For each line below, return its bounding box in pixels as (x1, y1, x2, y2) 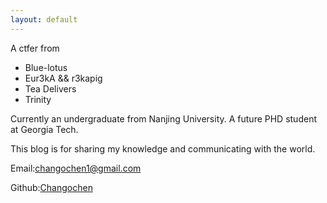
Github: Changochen (10, 181, 93, 193)
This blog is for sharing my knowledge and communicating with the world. (10, 142, 316, 155)
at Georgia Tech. (10, 123, 79, 135)
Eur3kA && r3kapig (24, 72, 103, 84)
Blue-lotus (24, 61, 68, 73)
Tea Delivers (24, 82, 77, 95)
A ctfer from (10, 42, 60, 54)
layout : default (10, 14, 78, 25)
